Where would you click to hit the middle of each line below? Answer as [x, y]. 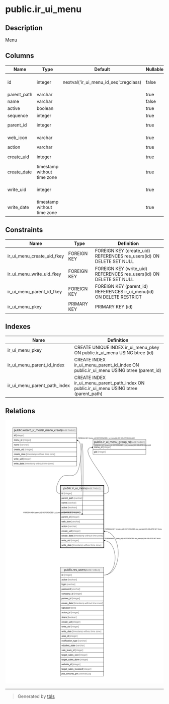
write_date [18, 207]
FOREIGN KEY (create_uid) [122, 251]
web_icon [17, 138]
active [14, 108]
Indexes [18, 327]
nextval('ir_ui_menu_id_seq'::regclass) [102, 82]
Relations [20, 411]
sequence [18, 115]
